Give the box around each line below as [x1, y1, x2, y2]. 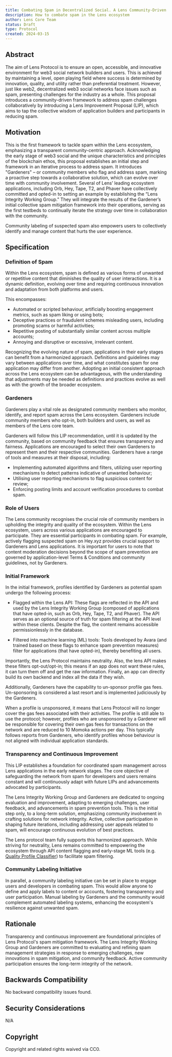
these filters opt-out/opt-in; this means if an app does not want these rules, [5, 663, 165, 669]
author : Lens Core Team [5, 17, 56, 22]
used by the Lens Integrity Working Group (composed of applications [12, 605, 160, 611]
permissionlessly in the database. [12, 627, 84, 633]
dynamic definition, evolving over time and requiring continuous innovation [5, 281, 163, 287]
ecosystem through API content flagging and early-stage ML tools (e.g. [5, 847, 156, 854]
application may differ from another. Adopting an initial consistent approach [5, 365, 165, 371]
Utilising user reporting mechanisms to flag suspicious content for [12, 475, 152, 481]
